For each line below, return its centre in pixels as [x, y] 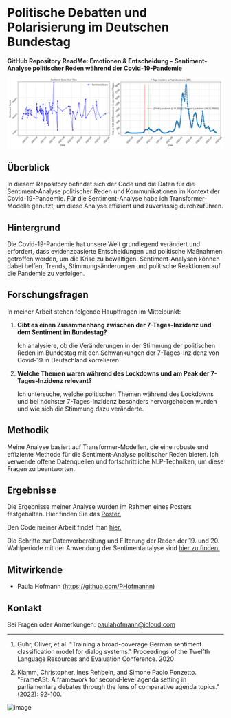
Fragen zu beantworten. [41, 468]
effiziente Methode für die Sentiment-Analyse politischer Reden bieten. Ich [113, 454]
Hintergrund [34, 227]
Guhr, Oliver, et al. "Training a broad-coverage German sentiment [109, 644]
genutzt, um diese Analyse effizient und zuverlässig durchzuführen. [127, 206]
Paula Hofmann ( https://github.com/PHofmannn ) [86, 587]
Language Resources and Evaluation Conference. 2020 [95, 659]
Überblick [29, 167]
